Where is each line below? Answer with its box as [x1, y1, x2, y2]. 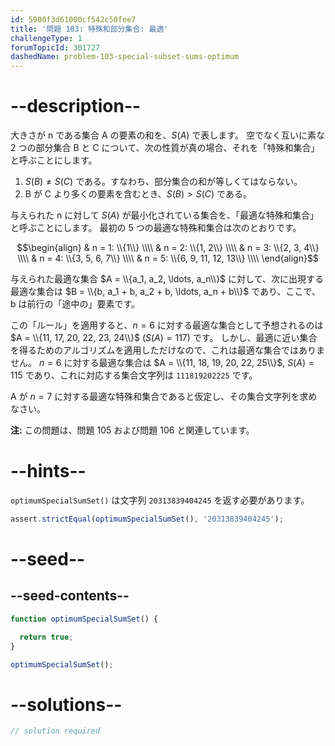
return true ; [19, 632, 74, 642]
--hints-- [10, 460, 87, 483]
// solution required [10, 726, 101, 736]
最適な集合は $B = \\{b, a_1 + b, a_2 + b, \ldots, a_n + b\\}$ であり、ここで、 [10, 286, 321, 298]
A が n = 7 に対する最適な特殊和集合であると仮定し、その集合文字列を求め [10, 391, 318, 403]
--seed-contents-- [10, 587, 130, 605]
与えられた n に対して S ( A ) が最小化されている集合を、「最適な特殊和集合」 [10, 209, 320, 221]
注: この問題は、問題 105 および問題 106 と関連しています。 [10, 424, 255, 436]
